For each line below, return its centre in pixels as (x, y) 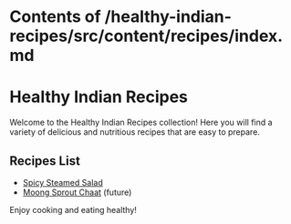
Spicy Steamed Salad (62, 182)
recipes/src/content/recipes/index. (146, 36)
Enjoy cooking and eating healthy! (73, 209)
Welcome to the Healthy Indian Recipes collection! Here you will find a (141, 122)
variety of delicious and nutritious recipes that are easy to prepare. (135, 132)
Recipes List (45, 161)
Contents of (56, 17)
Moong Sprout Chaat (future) (77, 192)
